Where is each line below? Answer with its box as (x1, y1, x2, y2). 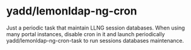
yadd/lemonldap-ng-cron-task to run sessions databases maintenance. (6, 37, 184, 44)
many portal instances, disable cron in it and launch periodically (6, 30, 165, 37)
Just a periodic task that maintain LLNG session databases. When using (6, 24, 186, 31)
